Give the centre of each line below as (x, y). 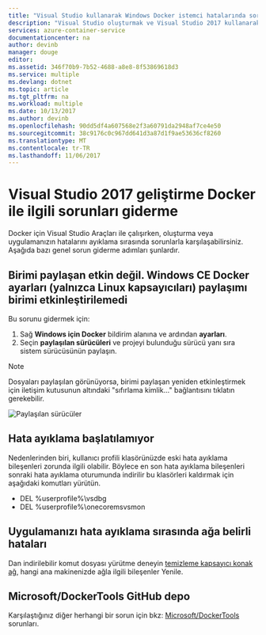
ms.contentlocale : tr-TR (49, 148)
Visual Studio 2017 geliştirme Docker (132, 194)
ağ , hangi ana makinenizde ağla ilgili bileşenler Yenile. (96, 572)
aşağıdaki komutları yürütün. (55, 483)
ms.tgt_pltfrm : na (38, 97)
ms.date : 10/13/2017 (42, 112)
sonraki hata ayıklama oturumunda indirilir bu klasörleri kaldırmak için (121, 474)
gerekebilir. (27, 398)
